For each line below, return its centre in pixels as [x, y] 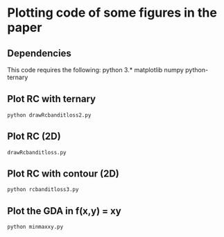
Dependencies [39, 53]
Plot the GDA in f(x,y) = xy [64, 211]
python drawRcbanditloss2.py [49, 115]
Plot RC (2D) [34, 137]
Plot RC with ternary [51, 99]
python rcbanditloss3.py [43, 190]
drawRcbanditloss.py [37, 152]
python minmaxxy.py [35, 227]
